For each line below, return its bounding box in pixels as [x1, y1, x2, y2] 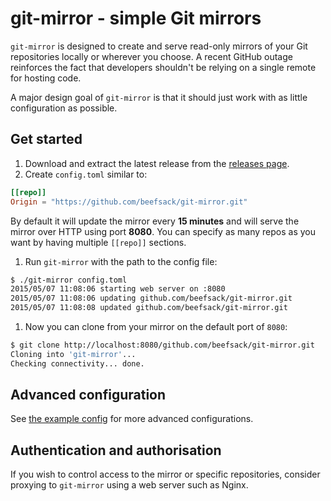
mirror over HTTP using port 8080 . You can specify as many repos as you [10, 225, 317, 237]
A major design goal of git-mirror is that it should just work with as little [10, 91, 308, 103]
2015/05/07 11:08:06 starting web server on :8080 [10, 284, 226, 294]
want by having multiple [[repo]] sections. [10, 236, 187, 248]
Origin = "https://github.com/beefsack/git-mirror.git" [10, 197, 248, 207]
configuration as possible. [10, 102, 118, 114]
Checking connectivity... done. [10, 358, 145, 369]
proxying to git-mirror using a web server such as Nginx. [10, 479, 249, 491]
